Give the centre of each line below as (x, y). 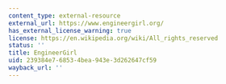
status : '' (27, 46)
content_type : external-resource (65, 16)
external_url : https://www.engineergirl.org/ (86, 23)
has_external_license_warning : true (70, 30)
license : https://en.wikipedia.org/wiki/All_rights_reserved (113, 38)
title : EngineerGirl (43, 53)
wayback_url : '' (36, 68)
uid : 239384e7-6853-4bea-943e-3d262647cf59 (83, 61)
